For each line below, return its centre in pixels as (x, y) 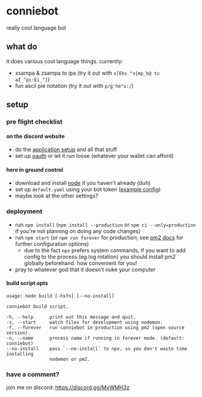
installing (20, 354)
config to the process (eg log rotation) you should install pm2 (100, 257)
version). (19, 333)
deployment (24, 211)
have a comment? (33, 374)
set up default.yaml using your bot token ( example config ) (88, 189)
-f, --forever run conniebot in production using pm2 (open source (96, 327)
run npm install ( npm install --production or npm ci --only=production (105, 225)
